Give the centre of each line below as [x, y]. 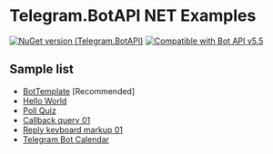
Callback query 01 [56, 120]
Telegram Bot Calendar [66, 139]
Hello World [45, 101]
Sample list [42, 69]
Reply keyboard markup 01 [72, 130]
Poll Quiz [39, 111]
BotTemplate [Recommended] [79, 91]
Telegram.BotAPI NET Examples [133, 16]
